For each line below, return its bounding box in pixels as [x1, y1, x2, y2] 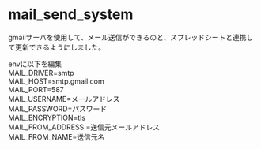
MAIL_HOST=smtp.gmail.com [8, 76, 104, 86]
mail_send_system [8, 6, 134, 24]
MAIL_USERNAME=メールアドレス [8, 94, 120, 103]
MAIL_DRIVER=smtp [8, 68, 74, 77]
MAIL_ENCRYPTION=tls [8, 113, 85, 122]
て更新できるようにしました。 [8, 42, 105, 52]
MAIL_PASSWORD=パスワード [8, 104, 108, 114]
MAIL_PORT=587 [8, 84, 65, 94]
